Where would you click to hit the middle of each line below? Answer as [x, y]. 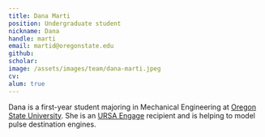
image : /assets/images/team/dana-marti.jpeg [85, 69]
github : [21, 54]
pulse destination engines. [52, 124]
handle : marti [32, 39]
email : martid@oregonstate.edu [61, 46]
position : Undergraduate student [65, 24]
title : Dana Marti [39, 16]
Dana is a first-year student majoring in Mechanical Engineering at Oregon [132, 107]
